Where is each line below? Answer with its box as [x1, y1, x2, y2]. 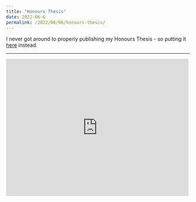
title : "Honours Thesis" [6, 8, 66, 15]
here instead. [6, 42, 38, 49]
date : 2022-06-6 [6, 14, 45, 20]
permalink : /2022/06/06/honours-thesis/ [6, 19, 106, 25]
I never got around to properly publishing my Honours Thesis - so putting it [6, 36, 187, 43]
